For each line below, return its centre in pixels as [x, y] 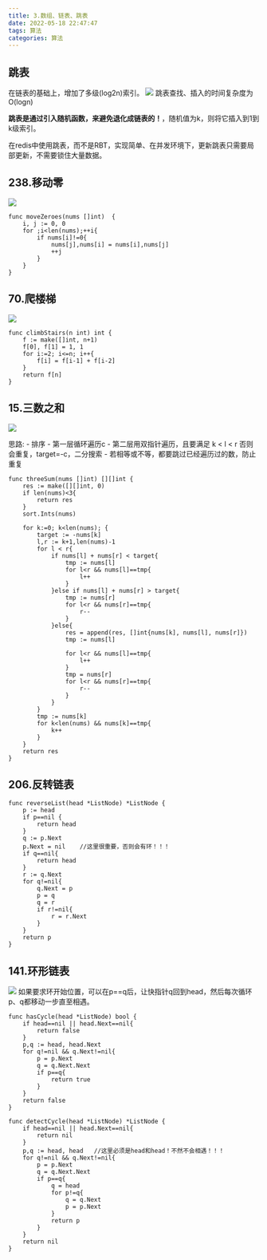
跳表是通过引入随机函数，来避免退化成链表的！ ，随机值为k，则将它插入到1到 [134, 118]
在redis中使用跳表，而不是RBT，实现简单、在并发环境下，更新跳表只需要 [128, 145]
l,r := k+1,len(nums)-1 [76, 542]
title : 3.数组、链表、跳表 [48, 16]
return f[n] [42, 375]
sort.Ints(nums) [50, 514]
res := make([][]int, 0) [64, 486]
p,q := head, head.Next [62, 1045]
